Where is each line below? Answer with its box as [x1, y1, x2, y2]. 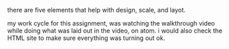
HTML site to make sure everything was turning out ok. [7, 34, 165, 42]
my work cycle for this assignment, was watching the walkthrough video [7, 19, 215, 27]
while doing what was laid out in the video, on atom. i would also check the [7, 27, 223, 35]
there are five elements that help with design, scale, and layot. [7, 6, 186, 14]
